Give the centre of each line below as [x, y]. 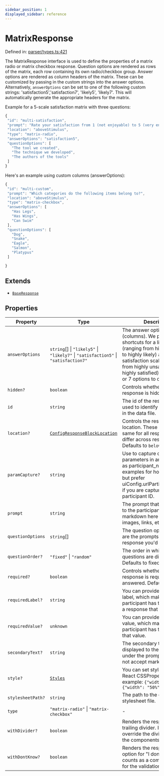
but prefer [133, 478]
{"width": [133, 688]
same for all [135, 433]
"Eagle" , [20, 243]
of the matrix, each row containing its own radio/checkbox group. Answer [79, 72]
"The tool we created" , [36, 148]
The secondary [139, 644]
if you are [133, 490]
